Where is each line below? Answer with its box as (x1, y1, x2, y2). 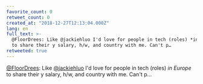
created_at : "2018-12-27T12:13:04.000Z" (6, 20, 110, 26)
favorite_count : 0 (6, 8, 53, 15)
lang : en (6, 25, 28, 32)
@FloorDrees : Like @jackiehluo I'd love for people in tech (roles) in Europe (6, 64, 192, 71)
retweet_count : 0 (6, 14, 50, 20)
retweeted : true (6, 48, 47, 54)
